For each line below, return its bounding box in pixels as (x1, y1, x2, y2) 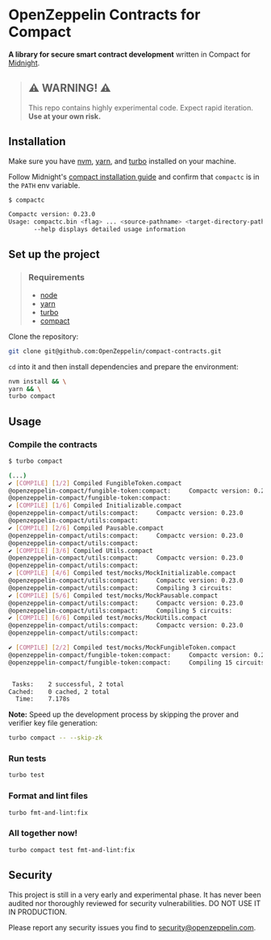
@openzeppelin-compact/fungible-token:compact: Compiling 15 (8, 659, 232, 667)
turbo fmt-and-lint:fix (8, 809, 89, 817)
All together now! (8, 828, 78, 839)
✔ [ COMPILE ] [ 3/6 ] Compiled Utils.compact (8, 547, 153, 555)
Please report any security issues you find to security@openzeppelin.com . (8, 922, 256, 932)
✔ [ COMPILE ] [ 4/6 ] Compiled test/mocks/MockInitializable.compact (8, 569, 236, 577)
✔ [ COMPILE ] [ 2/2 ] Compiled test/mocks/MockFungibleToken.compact (8, 643, 236, 652)
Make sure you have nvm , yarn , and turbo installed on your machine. (8, 156, 236, 166)
